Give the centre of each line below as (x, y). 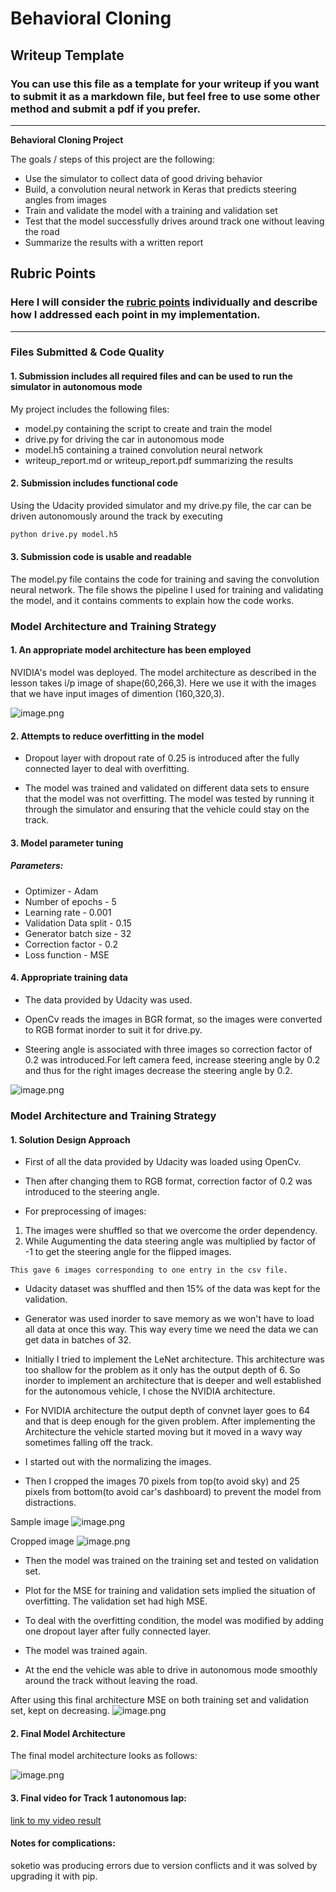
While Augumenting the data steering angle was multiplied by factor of (170, 1241)
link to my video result (56, 1820)
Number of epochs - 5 (70, 901)
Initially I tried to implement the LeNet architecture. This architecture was (174, 1359)
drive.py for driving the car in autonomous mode (124, 439)
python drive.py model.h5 (64, 534)
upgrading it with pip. (54, 1876)
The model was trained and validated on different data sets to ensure (167, 788)
